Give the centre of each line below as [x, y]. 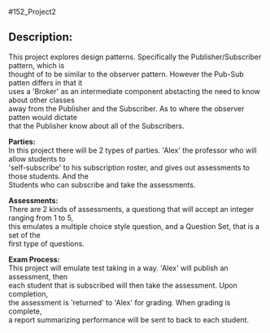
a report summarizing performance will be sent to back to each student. [129, 319]
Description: [41, 37]
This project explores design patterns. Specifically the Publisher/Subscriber [135, 57]
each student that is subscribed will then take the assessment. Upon [123, 285]
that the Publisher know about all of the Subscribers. [96, 126]
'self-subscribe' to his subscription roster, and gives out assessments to [129, 167]
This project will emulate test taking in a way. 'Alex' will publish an [119, 268]
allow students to [37, 158]
